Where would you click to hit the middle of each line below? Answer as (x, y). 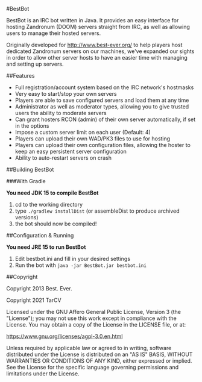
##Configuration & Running (40, 235)
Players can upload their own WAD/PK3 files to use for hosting (93, 139)
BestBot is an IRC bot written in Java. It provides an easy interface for (93, 20)
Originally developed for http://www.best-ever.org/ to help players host (94, 45)
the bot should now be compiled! (56, 224)
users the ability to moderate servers (61, 113)
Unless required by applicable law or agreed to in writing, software (89, 348)
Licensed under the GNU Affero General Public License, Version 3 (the (93, 312)
